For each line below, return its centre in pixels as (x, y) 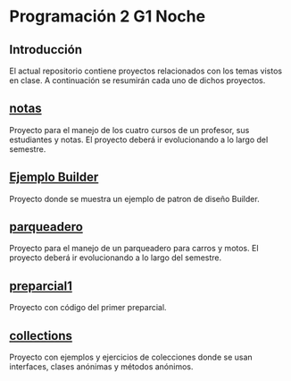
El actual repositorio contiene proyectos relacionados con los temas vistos (146, 71)
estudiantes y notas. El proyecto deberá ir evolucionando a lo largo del (139, 140)
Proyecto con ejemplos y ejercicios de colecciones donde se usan (131, 357)
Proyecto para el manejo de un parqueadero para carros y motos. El (134, 249)
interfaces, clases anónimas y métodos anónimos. (101, 367)
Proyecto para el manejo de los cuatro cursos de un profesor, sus (129, 130)
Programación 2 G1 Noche (108, 17)
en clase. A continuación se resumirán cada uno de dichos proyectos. (137, 80)
